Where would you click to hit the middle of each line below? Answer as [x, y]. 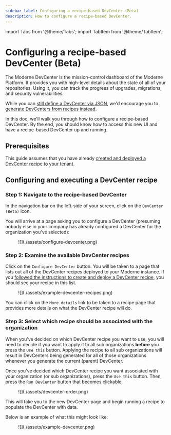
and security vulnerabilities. [35, 94]
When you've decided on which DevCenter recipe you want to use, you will [85, 339]
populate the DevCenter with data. [42, 407]
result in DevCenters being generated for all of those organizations [76, 355]
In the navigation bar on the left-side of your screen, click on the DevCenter [84, 206]
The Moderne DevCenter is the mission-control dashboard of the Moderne [84, 77]
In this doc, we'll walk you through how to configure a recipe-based [77, 119]
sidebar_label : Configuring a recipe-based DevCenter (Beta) [72, 11]
